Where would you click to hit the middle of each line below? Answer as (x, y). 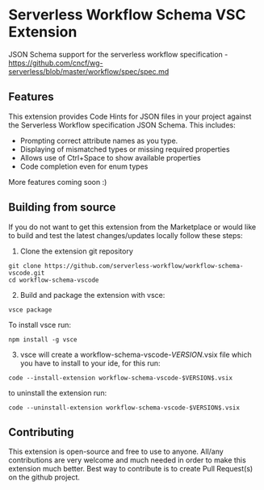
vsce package (30, 310)
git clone (25, 266)
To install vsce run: (40, 325)
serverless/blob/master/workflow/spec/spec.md (89, 71)
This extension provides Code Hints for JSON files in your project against (130, 116)
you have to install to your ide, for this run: (90, 363)
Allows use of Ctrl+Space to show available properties (110, 157)
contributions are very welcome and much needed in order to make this (127, 460)
